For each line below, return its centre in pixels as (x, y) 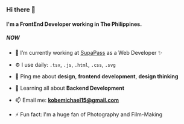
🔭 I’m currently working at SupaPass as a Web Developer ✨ (89, 53)
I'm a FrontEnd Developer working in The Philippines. (74, 24)
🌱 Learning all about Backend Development (70, 88)
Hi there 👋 (21, 10)
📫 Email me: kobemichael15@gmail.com (67, 100)
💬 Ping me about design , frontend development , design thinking (97, 76)
